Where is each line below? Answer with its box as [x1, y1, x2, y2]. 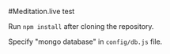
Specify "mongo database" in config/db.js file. [8, 37, 163, 46]
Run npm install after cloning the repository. [8, 22, 154, 31]
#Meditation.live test [8, 7, 75, 16]
